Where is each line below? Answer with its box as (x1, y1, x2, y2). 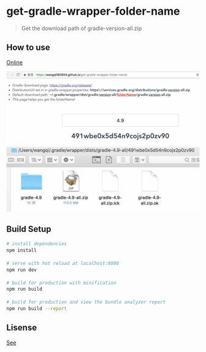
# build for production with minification (6, 280, 116, 286)
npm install (6, 247, 37, 254)
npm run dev (6, 267, 37, 273)
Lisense (6, 323, 37, 333)
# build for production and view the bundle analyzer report (6, 299, 166, 305)
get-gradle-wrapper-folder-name (6, 4, 180, 18)
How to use (6, 42, 50, 53)
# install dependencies (6, 241, 67, 247)
